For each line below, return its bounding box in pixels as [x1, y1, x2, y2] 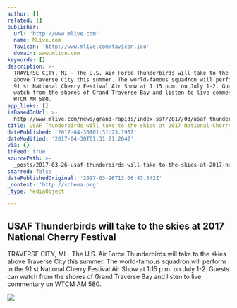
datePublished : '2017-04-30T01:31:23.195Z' [7, 129, 138, 136]
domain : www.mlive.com [13, 50, 80, 57]
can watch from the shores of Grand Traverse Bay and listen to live [7, 273, 202, 281]
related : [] [7, 17, 42, 24]
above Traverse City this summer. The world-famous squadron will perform [7, 257, 226, 266]
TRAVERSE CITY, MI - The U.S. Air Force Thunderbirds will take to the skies [7, 250, 227, 259]
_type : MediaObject [7, 188, 65, 195]
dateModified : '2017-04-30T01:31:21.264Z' [7, 135, 134, 142]
